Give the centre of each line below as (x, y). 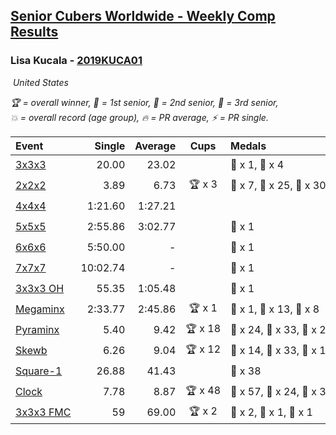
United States (40, 82)
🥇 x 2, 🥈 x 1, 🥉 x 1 (271, 412)
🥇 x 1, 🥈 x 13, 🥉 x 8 (275, 309)
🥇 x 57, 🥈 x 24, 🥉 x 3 (278, 392)
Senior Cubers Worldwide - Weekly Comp (143, 16)
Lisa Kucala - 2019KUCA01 (76, 61)
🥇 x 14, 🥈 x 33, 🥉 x (273, 351)
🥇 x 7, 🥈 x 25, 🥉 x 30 (278, 186)
